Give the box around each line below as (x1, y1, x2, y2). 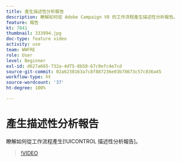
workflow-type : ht (6, 74, 51, 80)
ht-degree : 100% (6, 85, 46, 91)
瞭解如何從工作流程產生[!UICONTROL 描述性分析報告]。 (6, 137, 141, 144)
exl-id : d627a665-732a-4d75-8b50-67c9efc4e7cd (6, 63, 122, 69)
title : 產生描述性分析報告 (6, 8, 65, 15)
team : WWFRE (6, 47, 35, 53)
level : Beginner (6, 58, 46, 63)
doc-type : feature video (6, 36, 67, 42)
